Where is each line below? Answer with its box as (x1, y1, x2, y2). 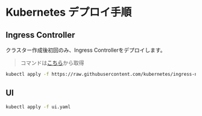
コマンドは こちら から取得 (20, 60, 84, 66)
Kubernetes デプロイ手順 (5, 5, 132, 19)
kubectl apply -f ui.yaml (5, 103, 71, 110)
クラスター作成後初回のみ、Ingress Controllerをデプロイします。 (5, 46, 166, 53)
